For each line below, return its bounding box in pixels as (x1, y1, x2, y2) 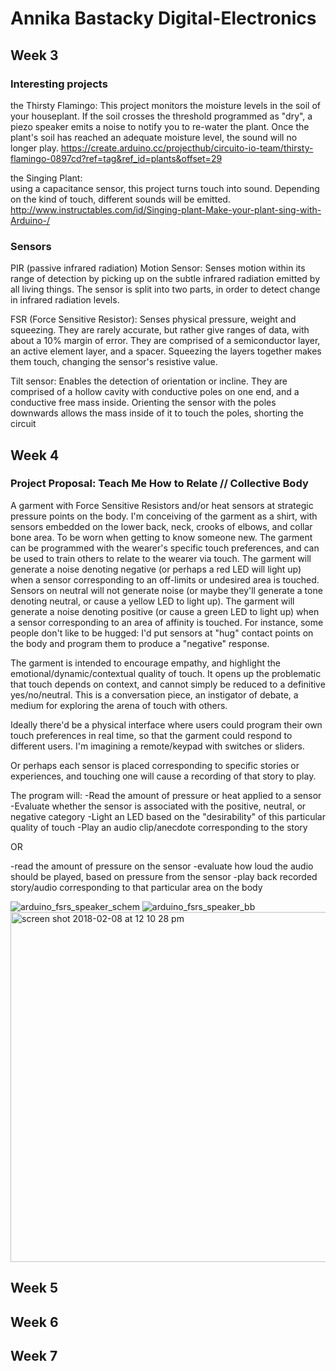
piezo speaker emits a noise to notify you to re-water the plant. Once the (10, 120, 310, 132)
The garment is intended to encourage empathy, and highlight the (10, 657, 281, 669)
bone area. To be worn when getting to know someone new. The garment (10, 531, 313, 543)
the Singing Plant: (10, 172, 83, 184)
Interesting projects (10, 77, 108, 91)
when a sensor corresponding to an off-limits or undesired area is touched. (10, 573, 320, 586)
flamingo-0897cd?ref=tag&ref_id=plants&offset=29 (10, 152, 223, 164)
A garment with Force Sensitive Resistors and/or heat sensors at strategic (10, 499, 314, 511)
